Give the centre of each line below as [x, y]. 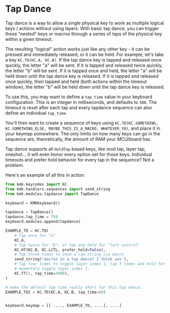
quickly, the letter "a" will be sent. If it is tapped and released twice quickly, [84, 65]
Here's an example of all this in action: [45, 175]
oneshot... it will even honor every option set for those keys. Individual [79, 154]
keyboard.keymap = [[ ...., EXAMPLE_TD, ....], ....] [64, 306]
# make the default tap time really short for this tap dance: [74, 287]
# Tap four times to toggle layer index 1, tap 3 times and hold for [90, 264]
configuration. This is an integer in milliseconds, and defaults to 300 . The [81, 102]
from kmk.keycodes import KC [36, 184]
